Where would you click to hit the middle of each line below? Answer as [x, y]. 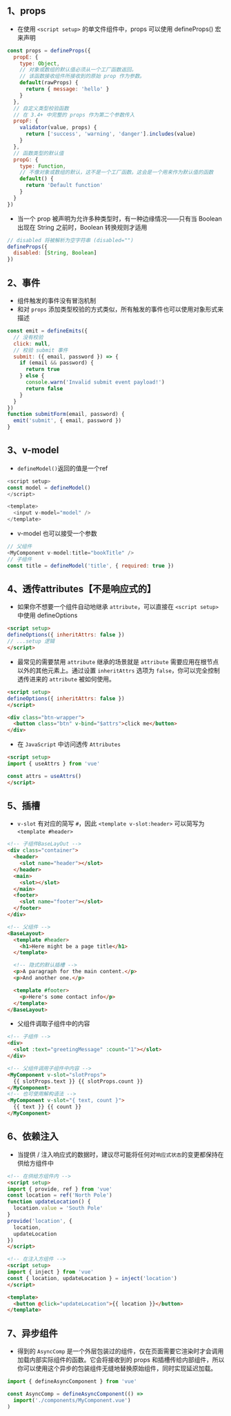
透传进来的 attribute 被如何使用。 [66, 679]
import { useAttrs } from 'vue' [53, 764]
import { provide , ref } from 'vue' [60, 1189]
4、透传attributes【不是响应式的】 [82, 589]
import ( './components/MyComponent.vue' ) [72, 1400]
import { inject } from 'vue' [51, 1272]
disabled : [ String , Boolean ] [55, 253]
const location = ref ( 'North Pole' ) [60, 1195]
